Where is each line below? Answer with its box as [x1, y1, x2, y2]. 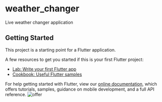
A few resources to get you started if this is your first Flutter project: [5, 56, 144, 62]
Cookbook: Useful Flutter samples [12, 71, 82, 77]
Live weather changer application [5, 19, 73, 25]
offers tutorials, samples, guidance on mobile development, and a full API [5, 86, 155, 92]
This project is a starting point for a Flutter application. [5, 47, 116, 52]
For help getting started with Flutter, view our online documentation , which [5, 81, 158, 87]
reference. [5, 91, 26, 97]
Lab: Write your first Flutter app [12, 66, 77, 72]
